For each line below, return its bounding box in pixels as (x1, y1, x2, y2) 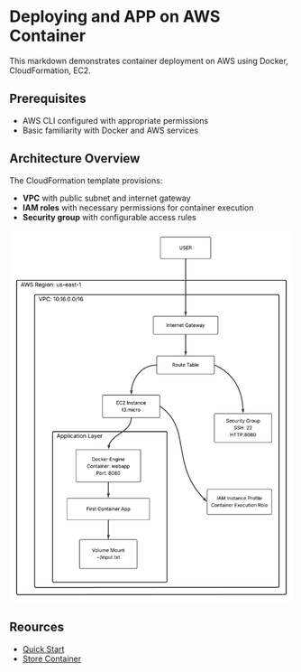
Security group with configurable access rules (22, 211, 196, 222)
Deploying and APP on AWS (9, 6, 221, 27)
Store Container (22, 653, 82, 664)
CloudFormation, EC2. (9, 65, 92, 76)
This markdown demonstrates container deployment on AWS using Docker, (9, 55, 288, 66)
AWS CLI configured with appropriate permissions (22, 115, 209, 126)
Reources (9, 620, 65, 635)
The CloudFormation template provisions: (9, 174, 163, 186)
